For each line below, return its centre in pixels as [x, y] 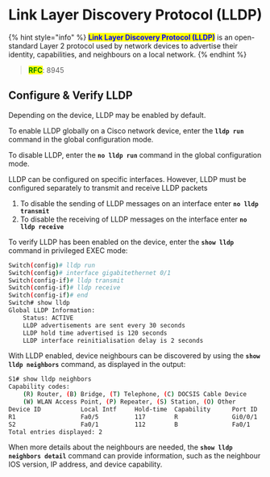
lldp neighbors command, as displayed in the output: [97, 365]
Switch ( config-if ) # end [48, 295]
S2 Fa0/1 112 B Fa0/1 [129, 424]
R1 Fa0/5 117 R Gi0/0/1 [133, 417]
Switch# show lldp [39, 303]
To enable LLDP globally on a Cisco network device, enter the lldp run [126, 130]
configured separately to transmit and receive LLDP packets [108, 188]
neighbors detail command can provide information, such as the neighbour [135, 456]
